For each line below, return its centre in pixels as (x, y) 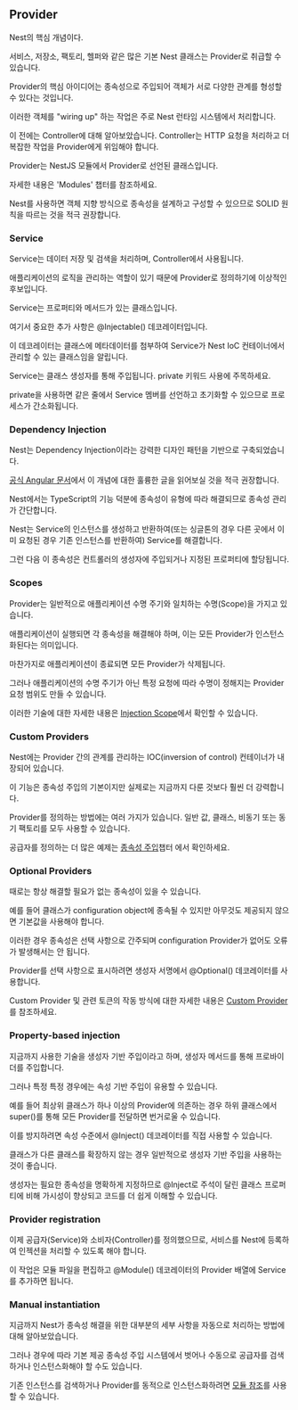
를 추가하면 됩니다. (41, 1281)
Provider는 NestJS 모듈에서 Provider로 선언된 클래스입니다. (114, 165)
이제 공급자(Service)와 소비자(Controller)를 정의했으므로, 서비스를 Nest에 (137, 1240)
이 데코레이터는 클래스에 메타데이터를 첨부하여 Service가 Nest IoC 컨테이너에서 (147, 346)
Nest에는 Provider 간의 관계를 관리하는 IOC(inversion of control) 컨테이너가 (142, 757)
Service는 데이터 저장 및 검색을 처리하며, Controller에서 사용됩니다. (127, 259)
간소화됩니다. (55, 406)
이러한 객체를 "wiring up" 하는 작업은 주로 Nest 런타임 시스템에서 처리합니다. (143, 116)
